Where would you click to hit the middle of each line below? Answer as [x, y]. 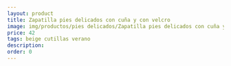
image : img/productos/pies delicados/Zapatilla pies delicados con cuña [113, 26]
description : [26, 45]
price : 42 [21, 33]
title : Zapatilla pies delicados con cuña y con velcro [89, 20]
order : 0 [20, 52]
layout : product [30, 13]
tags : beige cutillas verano [49, 39]
